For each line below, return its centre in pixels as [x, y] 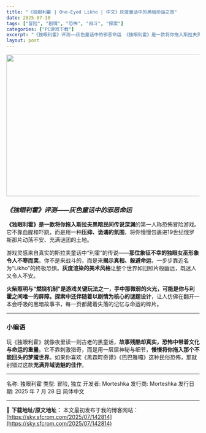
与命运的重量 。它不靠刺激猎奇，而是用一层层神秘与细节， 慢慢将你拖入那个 [100, 349]
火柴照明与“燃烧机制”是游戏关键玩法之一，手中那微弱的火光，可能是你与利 [101, 289]
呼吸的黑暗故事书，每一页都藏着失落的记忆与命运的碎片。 [90, 304]
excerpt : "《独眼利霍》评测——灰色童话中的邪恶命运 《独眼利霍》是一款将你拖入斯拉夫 [102, 35]
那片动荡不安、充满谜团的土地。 [52, 240]
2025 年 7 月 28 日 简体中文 [49, 391]
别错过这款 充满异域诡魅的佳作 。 [47, 364]
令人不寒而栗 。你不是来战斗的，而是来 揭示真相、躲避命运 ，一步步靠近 [95, 260]
